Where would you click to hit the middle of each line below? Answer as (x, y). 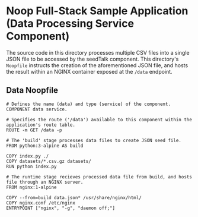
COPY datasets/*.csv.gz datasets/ (49, 161)
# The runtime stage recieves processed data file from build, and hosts (99, 177)
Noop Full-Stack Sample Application (97, 11)
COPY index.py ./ (28, 156)
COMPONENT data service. (37, 109)
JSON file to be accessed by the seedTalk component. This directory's (92, 59)
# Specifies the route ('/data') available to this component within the (99, 119)
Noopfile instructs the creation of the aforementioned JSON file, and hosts (97, 65)
